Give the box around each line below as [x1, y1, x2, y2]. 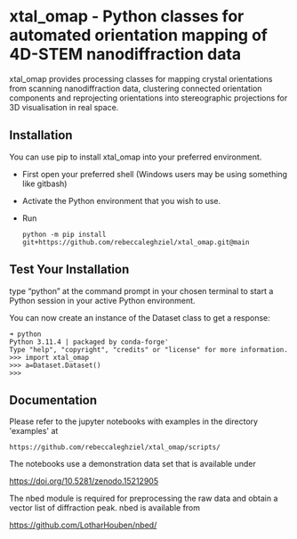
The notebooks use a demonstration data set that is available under [9, 459, 256, 470]
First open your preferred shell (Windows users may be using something [21, 168, 287, 179]
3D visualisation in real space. [9, 102, 119, 112]
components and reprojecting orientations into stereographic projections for [9, 92, 288, 103]
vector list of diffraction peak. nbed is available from [9, 502, 201, 513]
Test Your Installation [9, 262, 130, 277]
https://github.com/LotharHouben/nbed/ [9, 519, 157, 531]
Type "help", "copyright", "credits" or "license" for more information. [9, 345, 289, 354]
